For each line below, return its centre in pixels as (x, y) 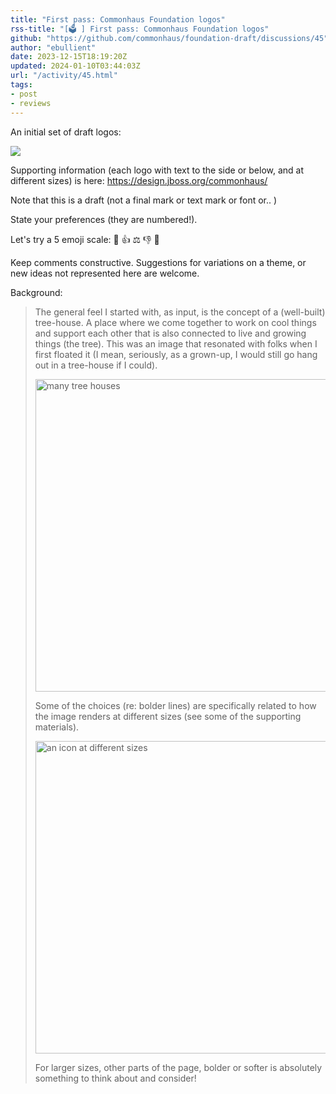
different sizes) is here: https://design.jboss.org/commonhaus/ (139, 180)
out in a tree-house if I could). (96, 365)
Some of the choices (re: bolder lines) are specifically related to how (175, 705)
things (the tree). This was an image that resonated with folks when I (176, 343)
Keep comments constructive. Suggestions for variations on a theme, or (158, 262)
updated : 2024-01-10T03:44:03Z (75, 66)
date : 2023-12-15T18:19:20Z (69, 57)
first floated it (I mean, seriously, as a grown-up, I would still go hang (176, 354)
